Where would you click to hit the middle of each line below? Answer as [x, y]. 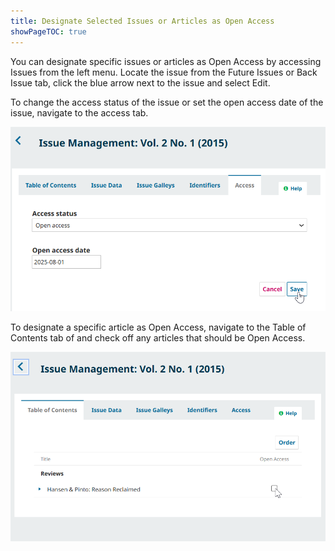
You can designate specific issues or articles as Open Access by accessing [166, 61]
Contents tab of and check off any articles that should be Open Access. [158, 337]
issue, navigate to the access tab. [79, 112]
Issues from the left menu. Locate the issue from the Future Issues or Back [164, 72]
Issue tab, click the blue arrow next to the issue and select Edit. [140, 82]
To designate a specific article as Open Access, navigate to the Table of [158, 327]
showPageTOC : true [48, 31]
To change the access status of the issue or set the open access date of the [167, 102]
